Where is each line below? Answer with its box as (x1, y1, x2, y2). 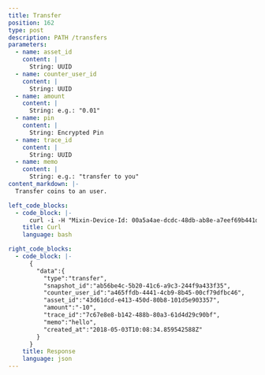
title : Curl (22, 224, 62, 232)
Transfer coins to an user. (15, 187, 108, 195)
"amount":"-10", (43, 304, 97, 312)
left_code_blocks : (8, 202, 69, 210)
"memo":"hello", (43, 318, 97, 326)
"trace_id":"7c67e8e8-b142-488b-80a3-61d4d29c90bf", (43, 311, 221, 319)
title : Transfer (8, 11, 62, 20)
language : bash (22, 231, 73, 239)
